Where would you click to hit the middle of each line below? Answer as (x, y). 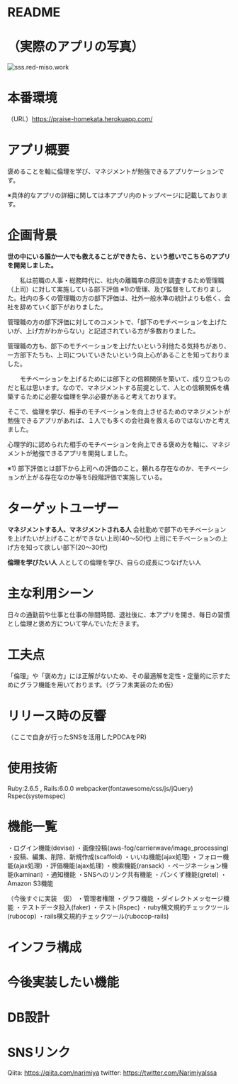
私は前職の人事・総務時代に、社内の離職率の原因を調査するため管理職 (122, 280)
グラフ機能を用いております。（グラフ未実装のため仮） (98, 685)
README (34, 12)
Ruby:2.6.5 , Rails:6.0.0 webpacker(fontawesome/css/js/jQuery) (100, 788)
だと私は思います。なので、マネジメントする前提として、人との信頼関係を (115, 387)
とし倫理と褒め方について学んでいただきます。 (75, 623)
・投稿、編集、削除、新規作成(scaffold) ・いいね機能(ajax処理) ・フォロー (115, 856)
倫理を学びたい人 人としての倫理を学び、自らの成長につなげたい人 (104, 562)
